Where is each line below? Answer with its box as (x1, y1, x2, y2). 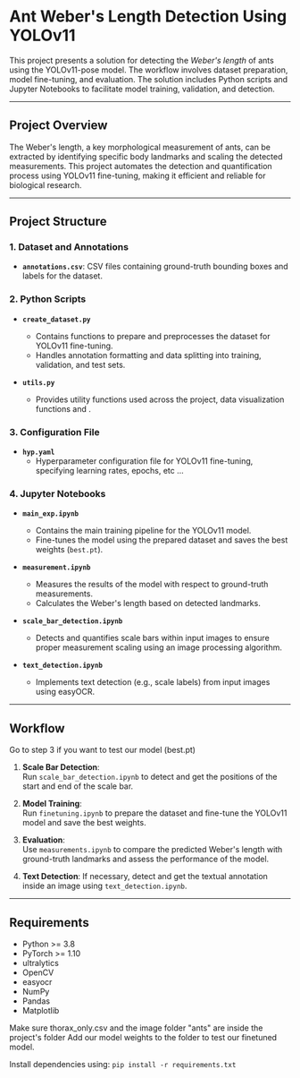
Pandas (21, 996, 51, 1006)
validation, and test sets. (35, 359, 126, 370)
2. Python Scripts (9, 293, 87, 305)
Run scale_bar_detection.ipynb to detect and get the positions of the (21, 772, 278, 783)
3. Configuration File (9, 425, 100, 438)
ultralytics (21, 957, 60, 968)
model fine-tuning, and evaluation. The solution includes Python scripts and (9, 73, 288, 84)
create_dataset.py (21, 315, 91, 324)
